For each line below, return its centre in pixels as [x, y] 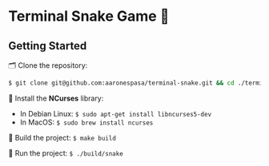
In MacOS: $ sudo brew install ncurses [86, 122]
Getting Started [48, 46]
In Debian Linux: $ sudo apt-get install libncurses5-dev [116, 113]
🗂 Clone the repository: [48, 65]
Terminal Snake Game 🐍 [89, 16]
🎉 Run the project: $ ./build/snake [66, 153]
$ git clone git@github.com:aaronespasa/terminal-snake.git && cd [121, 83]
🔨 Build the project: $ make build [62, 137]
